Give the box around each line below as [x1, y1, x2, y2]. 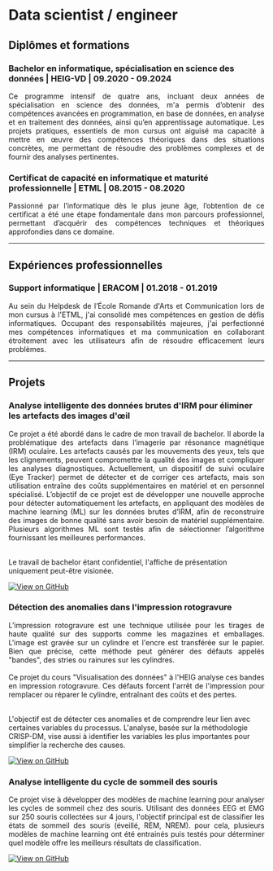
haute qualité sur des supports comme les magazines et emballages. [8, 629, 265, 639]
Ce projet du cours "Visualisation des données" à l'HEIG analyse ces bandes [8, 672, 265, 682]
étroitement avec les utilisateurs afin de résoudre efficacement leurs [8, 336, 265, 345]
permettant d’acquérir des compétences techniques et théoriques [8, 218, 265, 228]
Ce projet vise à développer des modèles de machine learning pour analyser [8, 794, 265, 804]
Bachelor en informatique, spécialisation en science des [8, 63, 235, 74]
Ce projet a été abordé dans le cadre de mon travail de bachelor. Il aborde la [8, 429, 265, 438]
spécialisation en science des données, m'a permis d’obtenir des [8, 99, 265, 109]
